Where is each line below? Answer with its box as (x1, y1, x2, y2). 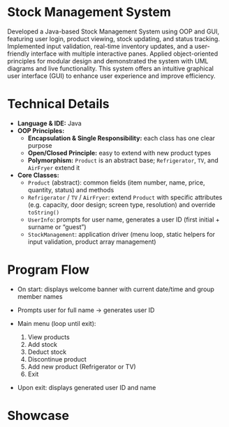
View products (27, 332, 70, 341)
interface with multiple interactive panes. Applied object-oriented (31, 49, 219, 58)
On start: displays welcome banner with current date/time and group (17, 285, 215, 293)
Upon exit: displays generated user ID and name (17, 383, 156, 391)
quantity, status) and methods (27, 185, 114, 194)
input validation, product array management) (27, 238, 156, 246)
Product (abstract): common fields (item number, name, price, (27, 178, 205, 187)
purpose (27, 141, 52, 150)
